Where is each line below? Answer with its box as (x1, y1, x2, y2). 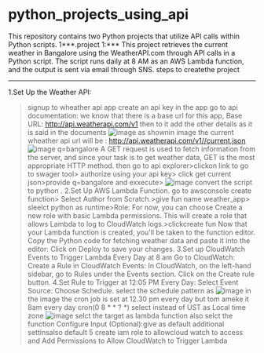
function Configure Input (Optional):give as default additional (27, 319, 225, 329)
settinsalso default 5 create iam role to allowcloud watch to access (27, 327, 244, 337)
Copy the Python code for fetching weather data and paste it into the (27, 235, 251, 245)
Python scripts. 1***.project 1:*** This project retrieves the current (8, 39, 229, 49)
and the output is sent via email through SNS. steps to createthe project (8, 64, 240, 74)
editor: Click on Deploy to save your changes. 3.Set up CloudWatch (27, 244, 246, 253)
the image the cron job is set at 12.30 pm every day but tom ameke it (27, 294, 250, 304)
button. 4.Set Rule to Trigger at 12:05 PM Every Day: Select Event (27, 277, 239, 287)
